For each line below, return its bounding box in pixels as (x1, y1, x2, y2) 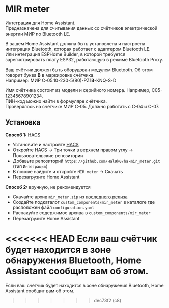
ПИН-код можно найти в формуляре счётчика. (5, 98, 107, 104)
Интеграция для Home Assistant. (5, 20, 76, 26)
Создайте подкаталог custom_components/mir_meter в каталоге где (12, 199, 155, 205)
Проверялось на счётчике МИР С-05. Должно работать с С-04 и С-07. (5, 103, 159, 109)
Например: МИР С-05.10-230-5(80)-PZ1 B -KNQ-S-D (5, 77, 117, 83)
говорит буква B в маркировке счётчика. (5, 72, 95, 78)
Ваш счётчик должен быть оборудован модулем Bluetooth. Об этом (5, 67, 153, 73)
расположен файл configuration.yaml (12, 204, 95, 210)
